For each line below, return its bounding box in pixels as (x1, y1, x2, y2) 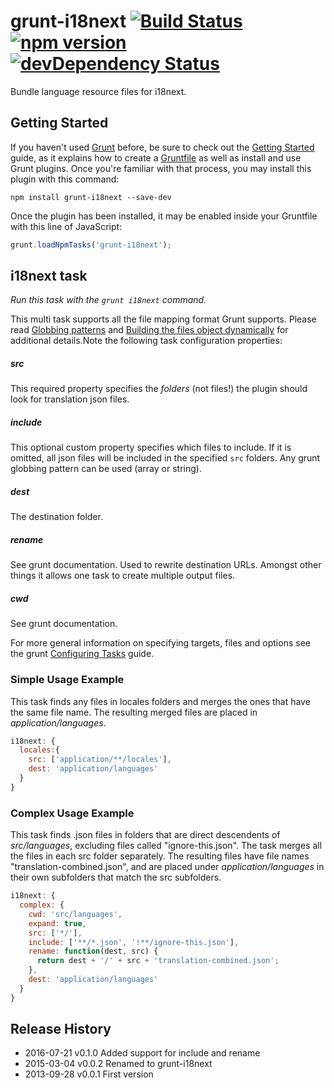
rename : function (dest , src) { (28, 946, 159, 957)
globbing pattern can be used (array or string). (10, 463, 202, 475)
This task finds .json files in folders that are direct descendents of (10, 829, 281, 841)
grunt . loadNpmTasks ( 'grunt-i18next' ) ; (10, 240, 172, 250)
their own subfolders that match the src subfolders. (10, 871, 222, 884)
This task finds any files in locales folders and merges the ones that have (10, 695, 311, 707)
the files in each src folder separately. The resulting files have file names (10, 850, 310, 862)
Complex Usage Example (10, 806, 135, 820)
